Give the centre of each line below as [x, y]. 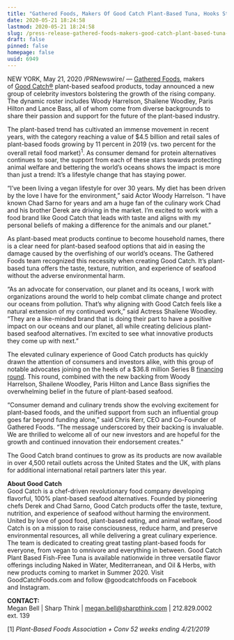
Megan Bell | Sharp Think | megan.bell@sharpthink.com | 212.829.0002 [110, 608]
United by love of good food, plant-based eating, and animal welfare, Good [115, 521]
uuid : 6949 [23, 59]
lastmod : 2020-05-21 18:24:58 [51, 26]
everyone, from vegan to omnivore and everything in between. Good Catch [115, 550]
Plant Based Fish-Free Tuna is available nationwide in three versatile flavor [114, 558]
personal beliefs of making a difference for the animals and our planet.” [109, 225]
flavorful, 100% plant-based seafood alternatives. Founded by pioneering [112, 499]
